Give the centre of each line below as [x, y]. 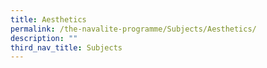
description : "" [44, 38]
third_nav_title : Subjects [66, 47]
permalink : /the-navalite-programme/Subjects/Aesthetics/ [133, 29]
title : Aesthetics [48, 19]
